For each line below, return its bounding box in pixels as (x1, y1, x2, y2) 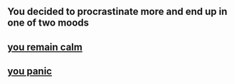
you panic (7, 65, 52, 78)
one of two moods (7, 17, 90, 29)
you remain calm (7, 41, 83, 53)
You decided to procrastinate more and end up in (7, 6, 228, 18)
